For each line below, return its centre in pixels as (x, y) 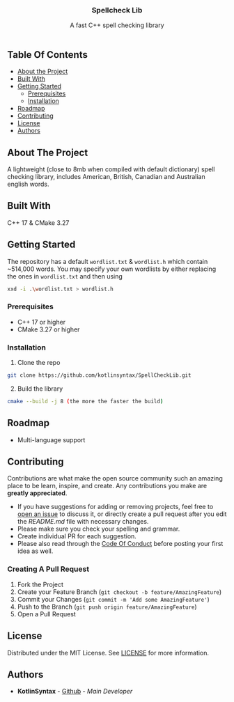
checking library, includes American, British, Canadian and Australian (106, 176)
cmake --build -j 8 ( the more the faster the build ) (85, 401)
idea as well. (35, 551)
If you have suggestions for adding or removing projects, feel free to (115, 507)
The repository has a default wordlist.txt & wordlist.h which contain (108, 261)
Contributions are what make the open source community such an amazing (115, 478)
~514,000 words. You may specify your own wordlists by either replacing (112, 269)
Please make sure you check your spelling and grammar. (99, 529)
